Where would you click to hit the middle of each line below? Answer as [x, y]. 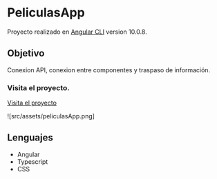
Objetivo [26, 53]
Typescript [32, 161]
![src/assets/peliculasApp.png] [51, 116]
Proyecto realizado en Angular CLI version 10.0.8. [77, 32]
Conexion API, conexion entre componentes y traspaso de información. [109, 70]
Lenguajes [30, 138]
